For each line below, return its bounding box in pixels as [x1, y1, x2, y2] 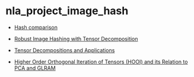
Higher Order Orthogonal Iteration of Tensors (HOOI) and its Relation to [14, 58, 188, 65]
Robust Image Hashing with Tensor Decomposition [14, 35, 138, 42]
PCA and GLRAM [14, 64, 56, 72]
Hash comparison [14, 24, 58, 31]
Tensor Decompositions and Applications [14, 46, 115, 54]
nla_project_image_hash [5, 4, 129, 18]
